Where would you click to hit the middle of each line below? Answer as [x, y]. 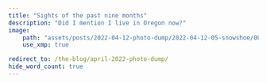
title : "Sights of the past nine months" [78, 15]
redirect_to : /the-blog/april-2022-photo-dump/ [89, 59]
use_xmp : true [46, 45]
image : [19, 30]
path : [32, 38]
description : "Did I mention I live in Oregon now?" [97, 23]
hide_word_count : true [46, 67]
